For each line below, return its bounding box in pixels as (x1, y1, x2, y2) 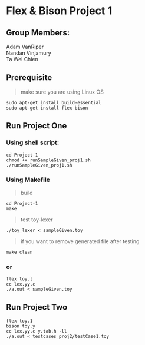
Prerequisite (6, 72, 52, 83)
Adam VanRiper (6, 43, 44, 50)
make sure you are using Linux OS (20, 88, 104, 95)
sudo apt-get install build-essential (6, 99, 101, 105)
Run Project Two (6, 302, 68, 313)
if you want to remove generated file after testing (20, 237, 140, 245)
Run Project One (6, 121, 67, 131)
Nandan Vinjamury (6, 49, 51, 57)
